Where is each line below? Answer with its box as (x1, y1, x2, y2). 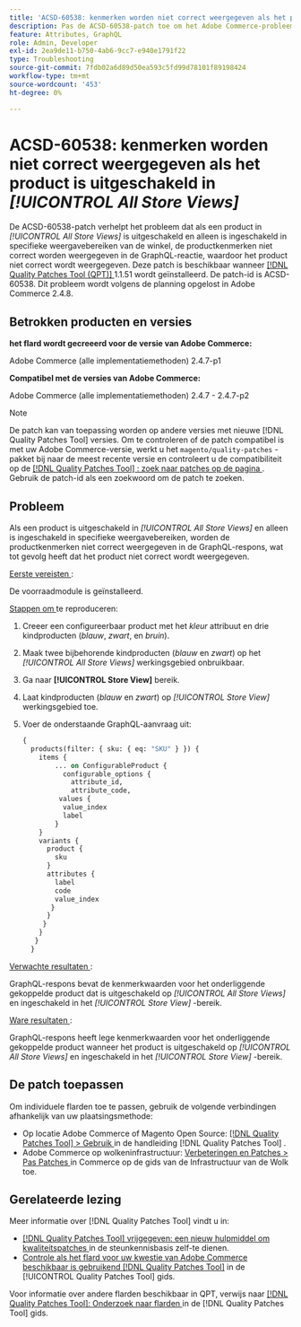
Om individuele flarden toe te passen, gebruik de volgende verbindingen (9, 1101, 277, 1112)
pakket (9, 454, 35, 465)
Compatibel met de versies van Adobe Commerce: (9, 373, 202, 384)
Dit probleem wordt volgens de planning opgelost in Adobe (37, 279, 255, 290)
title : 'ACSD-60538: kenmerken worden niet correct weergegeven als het (9, 13, 287, 22)
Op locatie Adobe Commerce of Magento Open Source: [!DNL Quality (21, 1128, 279, 1139)
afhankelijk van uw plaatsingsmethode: (9, 1110, 153, 1122)
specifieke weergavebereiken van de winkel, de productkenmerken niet (9, 240, 273, 251)
